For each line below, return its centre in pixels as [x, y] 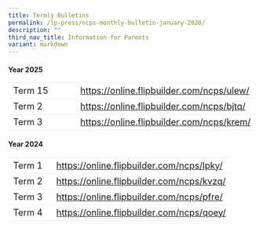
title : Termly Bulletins [49, 15]
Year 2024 [26, 144]
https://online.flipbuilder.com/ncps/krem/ [165, 122]
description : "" [35, 30]
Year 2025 [26, 69]
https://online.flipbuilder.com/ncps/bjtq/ [163, 107]
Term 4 [28, 212]
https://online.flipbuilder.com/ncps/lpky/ [139, 165]
